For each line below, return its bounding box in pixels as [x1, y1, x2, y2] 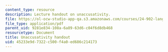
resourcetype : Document [5, 30, 55, 35]
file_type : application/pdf [5, 21, 64, 26]
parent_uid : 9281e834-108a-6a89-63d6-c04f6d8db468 [5, 26, 113, 31]
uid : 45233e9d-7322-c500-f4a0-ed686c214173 [5, 40, 97, 45]
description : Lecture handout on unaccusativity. [5, 12, 111, 17]
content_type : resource [5, 7, 55, 12]
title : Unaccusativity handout [5, 35, 70, 40]
